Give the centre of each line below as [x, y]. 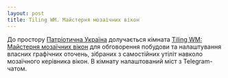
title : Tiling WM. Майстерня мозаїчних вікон [73, 20]
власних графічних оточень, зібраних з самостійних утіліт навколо [105, 54]
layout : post [26, 13]
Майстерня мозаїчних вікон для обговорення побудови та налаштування [114, 47]
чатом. [17, 68]
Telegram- [198, 61]
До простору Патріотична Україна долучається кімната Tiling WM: [105, 39]
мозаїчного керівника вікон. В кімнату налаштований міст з [94, 61]
